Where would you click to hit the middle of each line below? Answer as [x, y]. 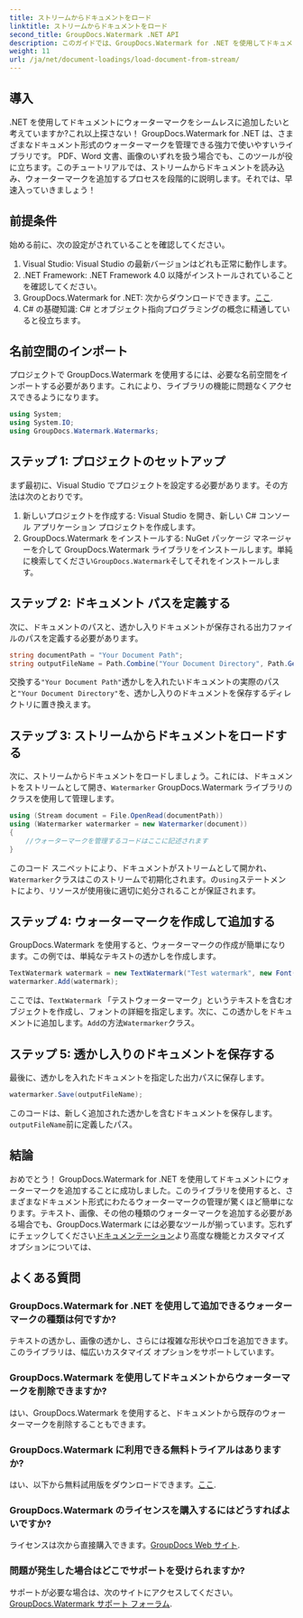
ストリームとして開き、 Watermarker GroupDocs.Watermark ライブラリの [159, 788]
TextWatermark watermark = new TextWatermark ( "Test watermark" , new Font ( [153, 973]
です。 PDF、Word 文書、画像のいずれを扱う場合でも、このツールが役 [163, 155]
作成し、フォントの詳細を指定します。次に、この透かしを [163, 1012]
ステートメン [262, 879]
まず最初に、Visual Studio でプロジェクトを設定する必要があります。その [145, 485]
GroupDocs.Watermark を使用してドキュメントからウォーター [145, 1378]
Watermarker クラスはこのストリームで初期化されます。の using [124, 879]
